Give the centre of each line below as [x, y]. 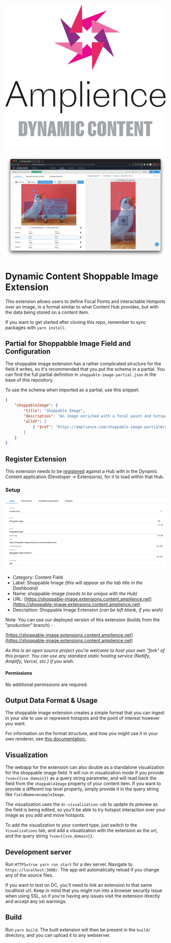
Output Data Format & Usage [51, 700]
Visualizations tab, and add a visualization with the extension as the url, [81, 831]
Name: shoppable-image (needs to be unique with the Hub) [75, 594]
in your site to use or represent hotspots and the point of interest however [83, 718]
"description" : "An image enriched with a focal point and [88, 416]
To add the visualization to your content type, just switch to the [71, 825]
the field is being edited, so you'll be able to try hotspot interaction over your [85, 810]
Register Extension [36, 459]
